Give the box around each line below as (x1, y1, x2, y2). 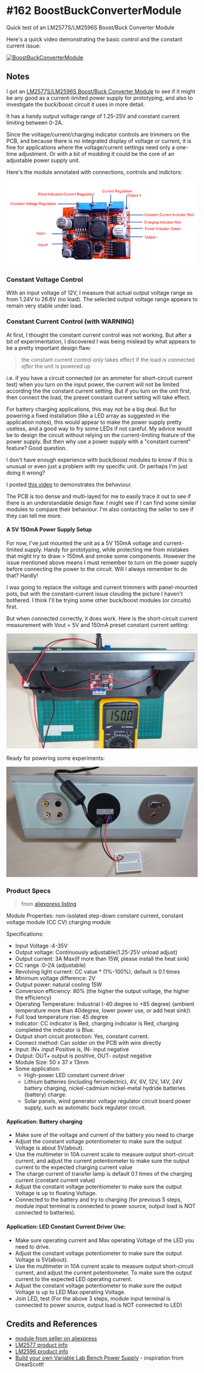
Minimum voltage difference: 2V (15, 975, 96, 982)
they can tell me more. (6, 512, 63, 519)
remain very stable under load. (6, 302, 83, 309)
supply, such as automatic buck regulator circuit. (24, 1104, 146, 1111)
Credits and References (6, 1319, 98, 1329)
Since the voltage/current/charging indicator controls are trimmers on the (6, 130, 190, 138)
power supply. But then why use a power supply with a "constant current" (6, 438, 191, 445)
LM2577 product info (15, 1341, 68, 1349)
